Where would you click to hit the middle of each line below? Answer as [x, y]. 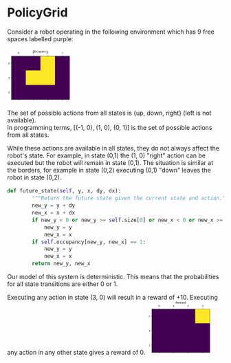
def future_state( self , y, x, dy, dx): [64, 191]
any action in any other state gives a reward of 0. [76, 353]
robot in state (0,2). [34, 177]
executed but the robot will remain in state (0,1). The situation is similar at [110, 163]
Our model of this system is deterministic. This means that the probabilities [113, 277]
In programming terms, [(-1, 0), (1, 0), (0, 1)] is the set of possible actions [110, 128]
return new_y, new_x [61, 264]
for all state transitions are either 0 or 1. [63, 284]
